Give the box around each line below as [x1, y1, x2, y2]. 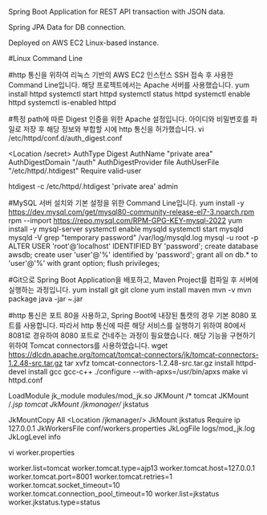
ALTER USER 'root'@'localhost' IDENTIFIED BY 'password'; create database [8, 241, 259, 251]
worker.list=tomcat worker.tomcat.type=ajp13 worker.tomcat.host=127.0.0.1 [8, 464, 255, 472]
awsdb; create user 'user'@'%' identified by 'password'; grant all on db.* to [8, 250, 258, 260]
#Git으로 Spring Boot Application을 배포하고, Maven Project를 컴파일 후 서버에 [8, 275, 259, 284]
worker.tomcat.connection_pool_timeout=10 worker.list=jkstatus [8, 489, 220, 498]
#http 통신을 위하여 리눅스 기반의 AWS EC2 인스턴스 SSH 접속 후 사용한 [8, 70, 234, 80]
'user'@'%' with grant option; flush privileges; [8, 259, 160, 268]
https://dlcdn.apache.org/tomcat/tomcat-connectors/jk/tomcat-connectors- [8, 349, 259, 359]
